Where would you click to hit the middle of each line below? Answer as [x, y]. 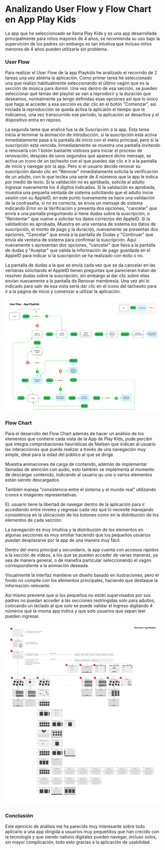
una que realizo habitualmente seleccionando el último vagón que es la [77, 83]
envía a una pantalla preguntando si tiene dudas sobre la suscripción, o [78, 214]
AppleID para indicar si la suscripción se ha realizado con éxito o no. [75, 256]
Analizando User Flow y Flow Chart [78, 9]
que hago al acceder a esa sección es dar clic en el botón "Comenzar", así [81, 104]
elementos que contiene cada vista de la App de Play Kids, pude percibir [79, 439]
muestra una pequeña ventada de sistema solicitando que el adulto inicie [79, 193]
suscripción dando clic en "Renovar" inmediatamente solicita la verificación [82, 172]
